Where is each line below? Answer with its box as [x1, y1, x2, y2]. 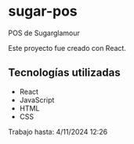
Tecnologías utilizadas [8, 66, 121, 80]
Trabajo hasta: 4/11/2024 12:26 [8, 127, 108, 136]
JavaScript [19, 95, 55, 104]
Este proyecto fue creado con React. [8, 43, 127, 52]
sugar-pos [8, 2, 78, 20]
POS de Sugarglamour [8, 28, 81, 38]
